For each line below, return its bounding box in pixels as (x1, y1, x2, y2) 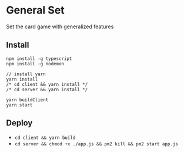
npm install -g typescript (6, 55, 72, 62)
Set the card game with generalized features (6, 23, 114, 30)
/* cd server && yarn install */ (6, 87, 88, 92)
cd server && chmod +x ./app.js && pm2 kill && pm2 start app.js (14, 141, 178, 147)
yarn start (6, 102, 33, 108)
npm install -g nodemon (6, 61, 65, 66)
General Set (6, 4, 65, 17)
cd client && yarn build (14, 135, 76, 141)
